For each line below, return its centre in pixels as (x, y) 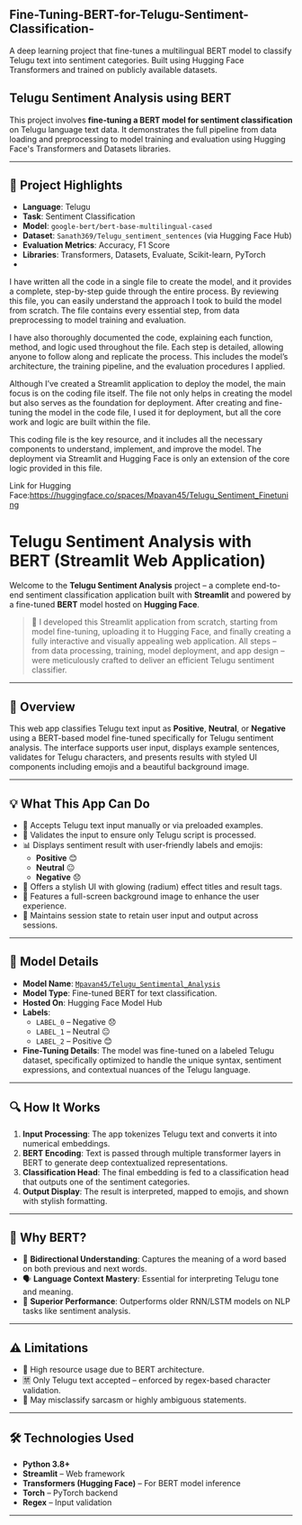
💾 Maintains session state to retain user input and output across (140, 915)
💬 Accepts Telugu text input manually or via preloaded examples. (142, 825)
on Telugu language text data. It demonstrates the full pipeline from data (143, 129)
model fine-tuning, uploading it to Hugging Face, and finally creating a (161, 632)
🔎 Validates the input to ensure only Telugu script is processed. (139, 835)
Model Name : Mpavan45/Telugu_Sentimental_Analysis (121, 983)
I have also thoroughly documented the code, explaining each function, (141, 338)
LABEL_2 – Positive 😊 (74, 1041)
